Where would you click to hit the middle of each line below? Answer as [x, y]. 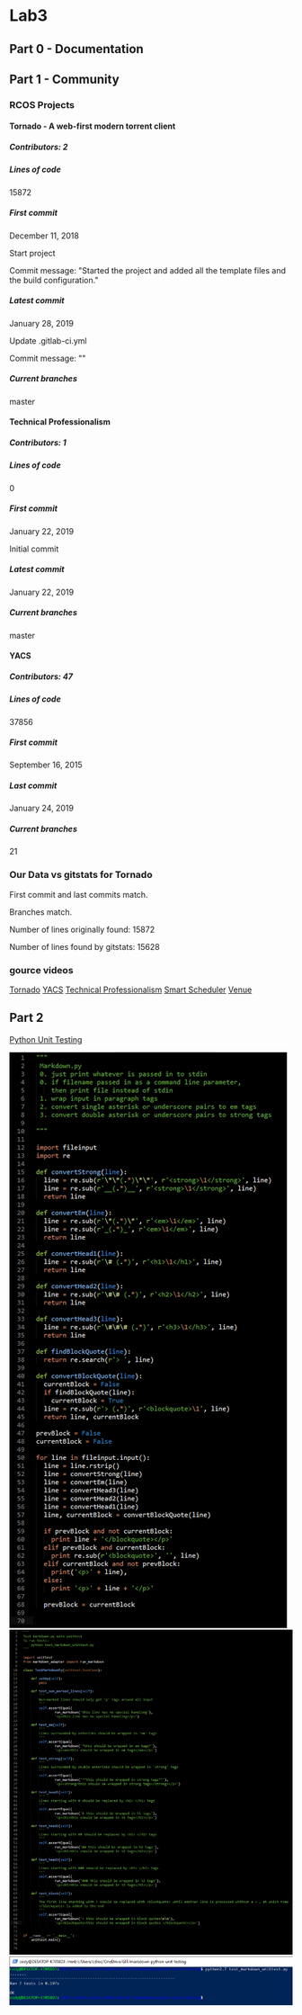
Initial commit [34, 549]
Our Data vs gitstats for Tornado [81, 875]
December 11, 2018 [44, 236]
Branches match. [41, 912]
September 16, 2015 [46, 765]
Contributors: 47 [41, 676]
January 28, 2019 [42, 323]
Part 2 [27, 1018]
